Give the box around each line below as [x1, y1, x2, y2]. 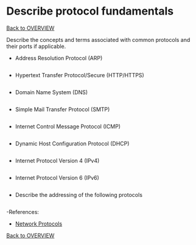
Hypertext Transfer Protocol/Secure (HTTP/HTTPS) [15, 71, 144, 78]
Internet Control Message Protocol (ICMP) [15, 123, 121, 130]
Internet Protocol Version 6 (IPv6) [15, 174, 99, 181]
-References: [6, 208, 40, 215]
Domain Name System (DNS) [15, 88, 88, 95]
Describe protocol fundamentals [6, 4, 174, 18]
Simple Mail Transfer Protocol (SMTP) [15, 105, 110, 113]
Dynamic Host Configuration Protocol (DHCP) [15, 140, 130, 147]
